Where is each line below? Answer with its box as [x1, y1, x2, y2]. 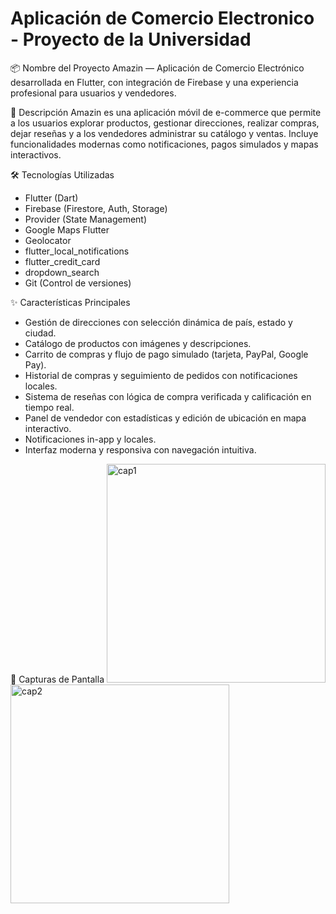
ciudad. [24, 327, 57, 339]
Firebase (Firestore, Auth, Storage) [24, 202, 168, 214]
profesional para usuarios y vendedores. [10, 87, 177, 99]
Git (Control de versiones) [24, 277, 132, 289]
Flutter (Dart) [24, 192, 79, 204]
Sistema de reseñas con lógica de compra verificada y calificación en [24, 390, 312, 402]
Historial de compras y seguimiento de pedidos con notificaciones [24, 369, 298, 381]
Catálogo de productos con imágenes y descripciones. [24, 337, 252, 349]
